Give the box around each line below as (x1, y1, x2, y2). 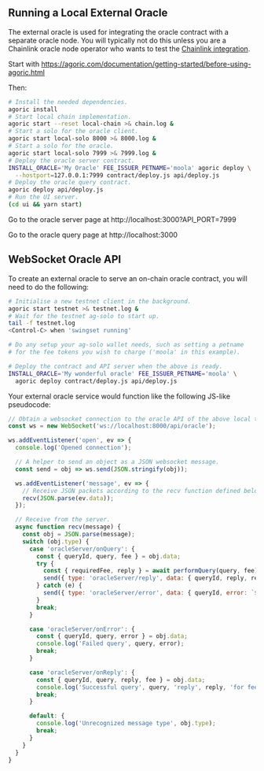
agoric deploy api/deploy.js (8, 186, 104, 194)
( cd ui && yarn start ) (8, 201, 82, 209)
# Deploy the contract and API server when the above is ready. (8, 362, 223, 370)
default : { (28, 712, 65, 720)
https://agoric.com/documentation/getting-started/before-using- (41, 59, 251, 69)
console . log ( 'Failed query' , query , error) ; (36, 639, 185, 648)
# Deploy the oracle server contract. (8, 157, 135, 165)
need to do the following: (8, 282, 89, 291)
